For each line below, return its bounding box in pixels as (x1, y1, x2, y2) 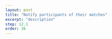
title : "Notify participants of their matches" (5, 12, 108, 17)
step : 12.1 (5, 21, 28, 27)
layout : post (5, 7, 33, 13)
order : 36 (5, 26, 26, 31)
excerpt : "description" (5, 17, 56, 22)
